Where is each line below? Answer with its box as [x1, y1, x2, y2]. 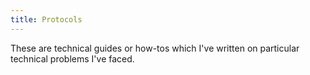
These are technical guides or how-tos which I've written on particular [10, 42, 300, 54]
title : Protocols [10, 14, 83, 25]
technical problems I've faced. [10, 52, 135, 65]
